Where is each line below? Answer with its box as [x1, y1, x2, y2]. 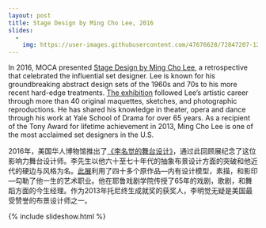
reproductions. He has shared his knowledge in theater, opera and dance [8, 104, 246, 115]
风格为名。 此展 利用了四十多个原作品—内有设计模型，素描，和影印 [42, 166, 258, 176]
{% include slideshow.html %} [8, 211, 106, 222]
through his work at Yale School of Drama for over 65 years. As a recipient [8, 113, 251, 123]
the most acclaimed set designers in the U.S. [8, 130, 154, 139]
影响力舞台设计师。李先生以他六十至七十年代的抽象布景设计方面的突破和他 [8, 156, 251, 166]
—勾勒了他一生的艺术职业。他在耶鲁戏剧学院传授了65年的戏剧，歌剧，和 [8, 176, 245, 186]
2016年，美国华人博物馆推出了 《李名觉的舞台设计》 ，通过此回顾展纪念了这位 [8, 146, 256, 156]
